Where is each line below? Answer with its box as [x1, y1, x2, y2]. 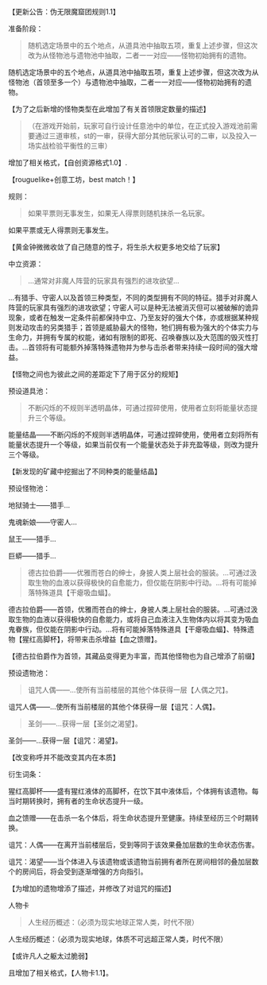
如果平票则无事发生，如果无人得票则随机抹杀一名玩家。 [27, 209, 209, 218]
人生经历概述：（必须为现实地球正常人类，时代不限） [27, 917, 199, 927]
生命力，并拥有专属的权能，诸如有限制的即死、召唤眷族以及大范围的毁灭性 [8, 333, 252, 342]
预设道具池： [8, 386, 50, 396]
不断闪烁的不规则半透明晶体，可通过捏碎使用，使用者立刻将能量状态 [27, 404, 251, 412]
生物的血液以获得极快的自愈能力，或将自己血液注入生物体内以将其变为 [14, 615, 245, 624]
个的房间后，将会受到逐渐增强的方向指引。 [8, 867, 148, 876]
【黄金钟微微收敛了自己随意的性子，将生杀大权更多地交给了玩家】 [8, 242, 224, 252]
